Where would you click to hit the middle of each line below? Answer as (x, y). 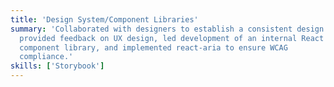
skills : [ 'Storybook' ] (57, 66)
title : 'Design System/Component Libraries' (104, 19)
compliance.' (46, 57)
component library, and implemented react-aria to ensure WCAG (153, 47)
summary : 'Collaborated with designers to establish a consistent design (167, 29)
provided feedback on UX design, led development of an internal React (172, 38)
